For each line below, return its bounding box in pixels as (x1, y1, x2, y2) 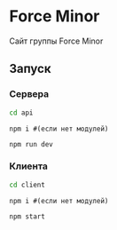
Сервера (9, 88, 50, 100)
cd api (9, 108, 34, 117)
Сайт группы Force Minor (9, 36, 104, 46)
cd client (9, 180, 46, 189)
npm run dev (9, 139, 53, 148)
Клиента (9, 160, 49, 172)
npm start (9, 211, 46, 221)
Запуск (9, 61, 51, 76)
